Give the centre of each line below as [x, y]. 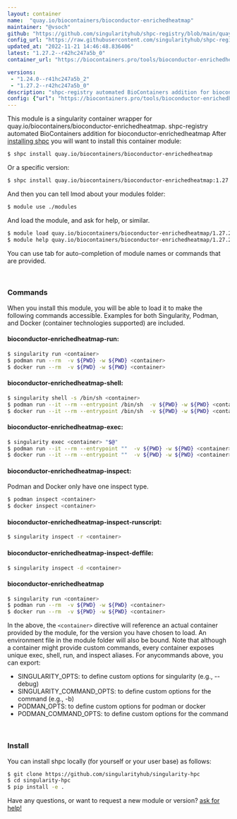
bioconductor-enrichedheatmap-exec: [65, 427]
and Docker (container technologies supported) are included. [96, 323]
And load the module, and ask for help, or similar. [79, 220]
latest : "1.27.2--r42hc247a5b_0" [56, 54]
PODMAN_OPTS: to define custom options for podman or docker [111, 706]
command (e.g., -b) [46, 699]
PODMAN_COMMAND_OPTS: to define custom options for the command [123, 714]
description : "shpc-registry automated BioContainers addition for [109, 92]
